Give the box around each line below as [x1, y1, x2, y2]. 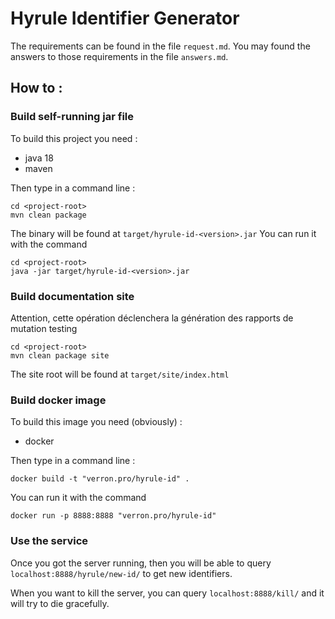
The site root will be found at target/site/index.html [10, 368, 230, 380]
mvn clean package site [10, 350, 110, 361]
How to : [10, 80, 63, 97]
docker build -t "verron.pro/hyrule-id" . [10, 474, 190, 484]
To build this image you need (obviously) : [10, 416, 183, 428]
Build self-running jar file [10, 110, 134, 124]
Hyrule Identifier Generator [10, 7, 240, 30]
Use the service [10, 534, 89, 548]
